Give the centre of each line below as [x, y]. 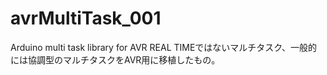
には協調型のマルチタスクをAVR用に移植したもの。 [115, 59]
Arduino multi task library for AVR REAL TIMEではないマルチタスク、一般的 [164, 47]
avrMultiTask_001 [86, 18]
